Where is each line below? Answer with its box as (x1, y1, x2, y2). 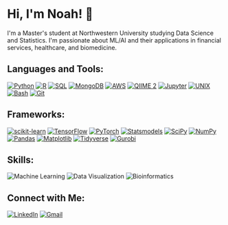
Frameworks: (7, 109, 65, 121)
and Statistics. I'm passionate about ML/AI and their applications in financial (7, 36, 222, 44)
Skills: (7, 154, 34, 165)
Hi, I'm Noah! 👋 (7, 6, 94, 22)
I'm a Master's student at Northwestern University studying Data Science (7, 29, 214, 37)
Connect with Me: (7, 192, 85, 204)
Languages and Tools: (7, 63, 104, 75)
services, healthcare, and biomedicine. (7, 43, 117, 51)
